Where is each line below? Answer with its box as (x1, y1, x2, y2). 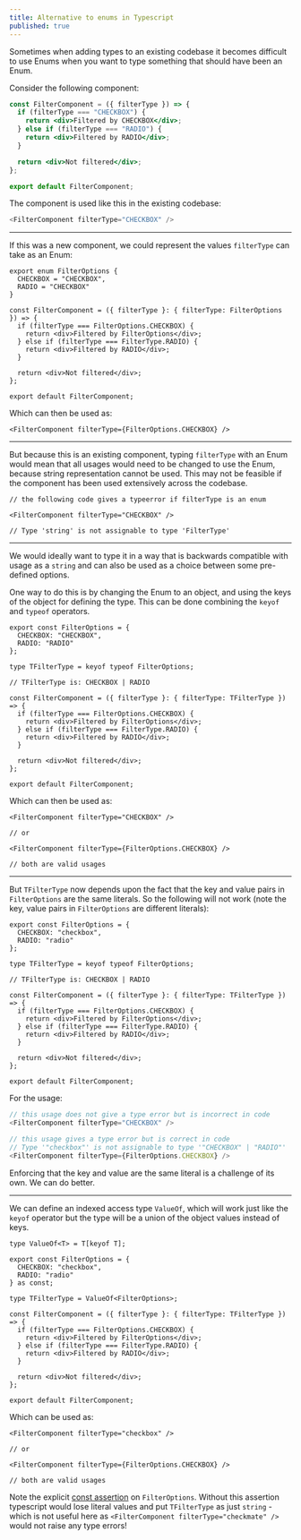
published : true (9, 21, 70, 30)
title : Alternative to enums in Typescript (9, 13, 175, 22)
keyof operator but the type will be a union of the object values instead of (9, 1212, 280, 1223)
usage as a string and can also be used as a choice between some (9, 560, 258, 571)
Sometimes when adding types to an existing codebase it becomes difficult (9, 46, 288, 56)
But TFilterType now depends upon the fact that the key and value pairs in (9, 884, 285, 895)
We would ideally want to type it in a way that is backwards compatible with (9, 551, 288, 561)
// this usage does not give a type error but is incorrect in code (9, 1110, 271, 1119)
